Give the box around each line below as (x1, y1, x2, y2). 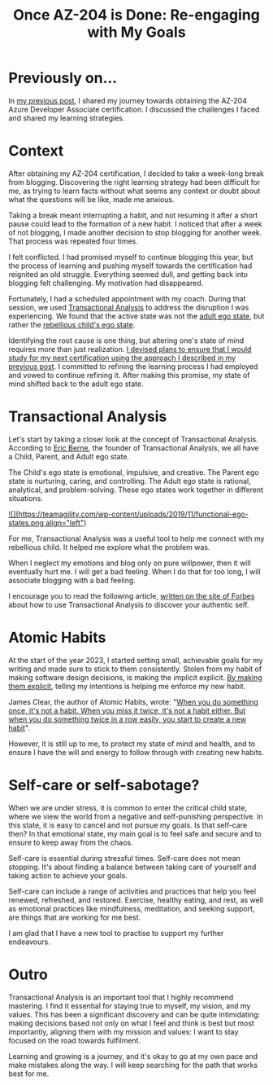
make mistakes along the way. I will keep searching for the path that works (8, 1060, 258, 1070)
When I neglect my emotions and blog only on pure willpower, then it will (8, 558, 251, 568)
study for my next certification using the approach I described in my (8, 353, 236, 362)
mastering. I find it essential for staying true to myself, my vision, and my (8, 1000, 251, 1011)
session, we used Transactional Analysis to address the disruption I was (8, 302, 249, 312)
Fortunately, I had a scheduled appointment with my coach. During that (8, 293, 246, 303)
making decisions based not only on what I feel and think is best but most (8, 1018, 254, 1028)
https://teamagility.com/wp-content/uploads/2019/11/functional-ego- (18, 509, 249, 519)
